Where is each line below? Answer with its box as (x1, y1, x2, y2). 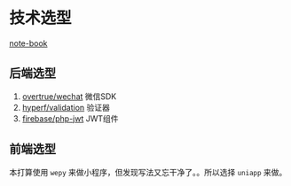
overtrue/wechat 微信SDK (21, 90, 117, 102)
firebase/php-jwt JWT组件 (21, 112, 119, 124)
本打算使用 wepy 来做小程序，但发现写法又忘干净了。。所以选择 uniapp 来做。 (9, 167, 287, 177)
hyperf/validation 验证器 (21, 102, 111, 112)
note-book (9, 37, 48, 49)
